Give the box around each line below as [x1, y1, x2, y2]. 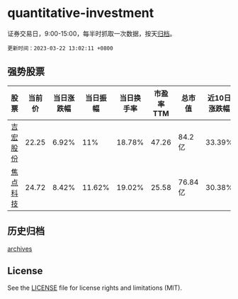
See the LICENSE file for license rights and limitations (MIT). [7, 283, 183, 292]
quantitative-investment [7, 5, 154, 21]
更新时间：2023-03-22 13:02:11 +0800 [7, 45, 113, 52]
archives [7, 244, 33, 253]
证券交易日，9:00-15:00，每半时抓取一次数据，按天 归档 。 [7, 29, 176, 38]
